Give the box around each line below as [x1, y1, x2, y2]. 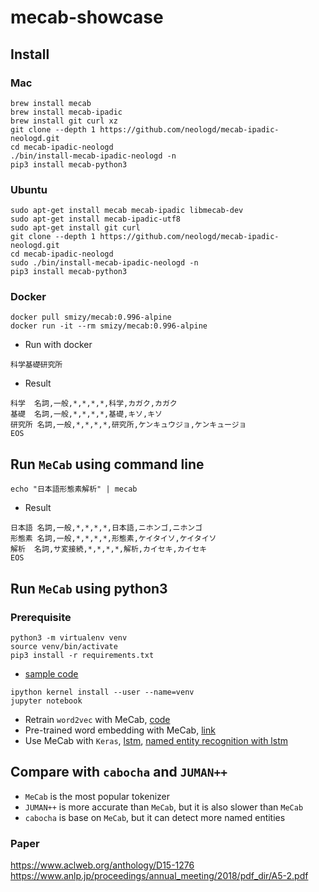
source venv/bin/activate [10, 641, 118, 651]
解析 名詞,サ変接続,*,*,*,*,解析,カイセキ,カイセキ [10, 544, 208, 555]
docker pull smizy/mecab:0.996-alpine [10, 312, 172, 323]
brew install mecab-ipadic [10, 107, 123, 117]
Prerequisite [10, 610, 72, 624]
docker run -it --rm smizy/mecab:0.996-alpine [10, 321, 208, 331]
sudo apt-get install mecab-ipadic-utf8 [10, 214, 182, 225]
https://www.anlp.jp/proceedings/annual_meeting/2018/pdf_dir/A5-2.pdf [10, 870, 309, 882]
